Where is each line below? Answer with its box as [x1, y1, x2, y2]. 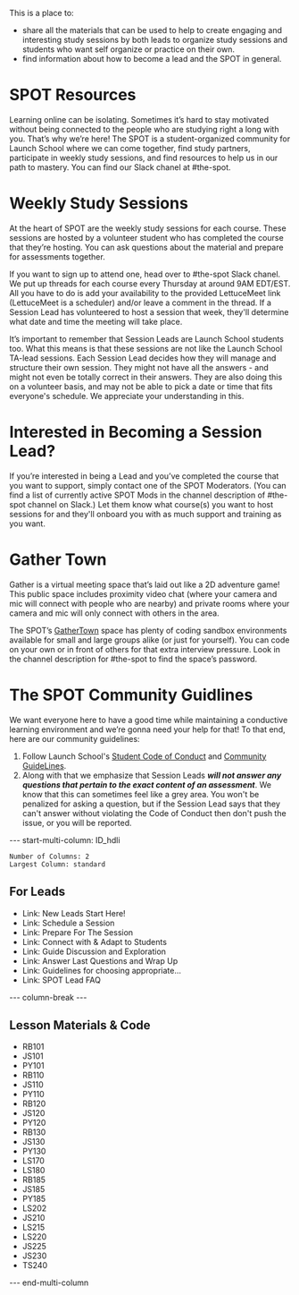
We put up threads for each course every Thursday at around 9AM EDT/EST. [9, 277, 291, 289]
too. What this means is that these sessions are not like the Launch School [9, 343, 283, 354]
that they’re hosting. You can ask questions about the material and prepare [9, 242, 284, 252]
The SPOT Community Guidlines [9, 685, 253, 705]
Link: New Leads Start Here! [21, 907, 127, 918]
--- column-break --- [9, 992, 87, 1002]
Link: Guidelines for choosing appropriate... [21, 965, 181, 976]
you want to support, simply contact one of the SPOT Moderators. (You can [9, 480, 287, 490]
